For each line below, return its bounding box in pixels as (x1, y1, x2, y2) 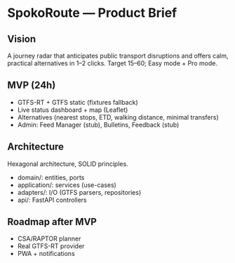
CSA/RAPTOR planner (17, 234, 81, 243)
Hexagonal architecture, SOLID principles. (7, 160, 128, 168)
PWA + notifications (17, 250, 75, 258)
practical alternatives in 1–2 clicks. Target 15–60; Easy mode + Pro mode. (7, 59, 217, 68)
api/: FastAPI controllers (17, 195, 87, 204)
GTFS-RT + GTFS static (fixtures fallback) (17, 98, 138, 106)
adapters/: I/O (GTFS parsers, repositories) (17, 188, 142, 196)
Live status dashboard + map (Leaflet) (17, 105, 128, 114)
